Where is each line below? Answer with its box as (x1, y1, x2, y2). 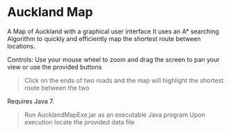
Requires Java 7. (7, 97, 54, 105)
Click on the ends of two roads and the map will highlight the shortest (24, 76, 224, 84)
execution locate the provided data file (24, 117, 135, 126)
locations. (7, 42, 35, 50)
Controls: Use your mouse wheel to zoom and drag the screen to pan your (7, 55, 221, 63)
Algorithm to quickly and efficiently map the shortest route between (7, 34, 201, 42)
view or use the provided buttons (7, 63, 102, 71)
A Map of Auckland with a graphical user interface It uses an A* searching (7, 27, 219, 35)
